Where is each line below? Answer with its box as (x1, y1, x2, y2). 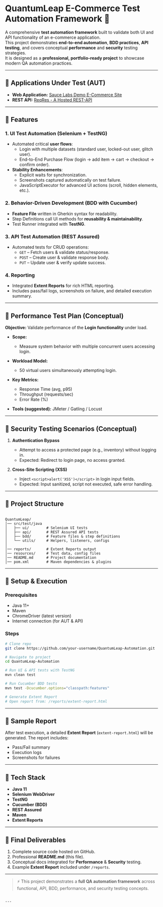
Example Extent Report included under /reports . (12, 864, 110, 870)
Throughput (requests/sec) (19, 391, 74, 397)
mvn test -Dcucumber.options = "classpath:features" (5, 686, 110, 690)
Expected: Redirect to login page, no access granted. (19, 457, 126, 463)
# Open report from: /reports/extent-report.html (5, 699, 108, 704)
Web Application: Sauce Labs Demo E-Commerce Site (12, 92, 122, 98)
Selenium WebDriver (12, 791, 55, 797)
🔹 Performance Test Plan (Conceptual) (5, 312, 124, 320)
